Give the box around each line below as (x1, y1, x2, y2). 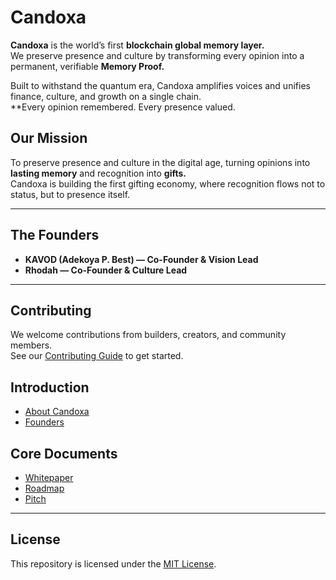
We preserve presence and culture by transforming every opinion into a (10, 49, 305, 61)
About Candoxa (24, 406, 90, 418)
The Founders (10, 227, 100, 244)
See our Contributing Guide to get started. (10, 350, 184, 362)
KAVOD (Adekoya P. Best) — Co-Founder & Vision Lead (24, 253, 259, 265)
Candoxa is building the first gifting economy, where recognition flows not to (10, 177, 326, 190)
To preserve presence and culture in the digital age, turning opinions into (10, 156, 311, 168)
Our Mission (10, 130, 88, 147)
